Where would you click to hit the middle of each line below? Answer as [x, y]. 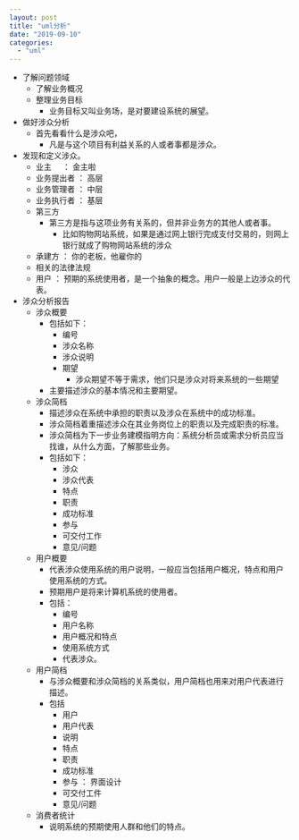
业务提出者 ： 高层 [69, 178]
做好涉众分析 [46, 123]
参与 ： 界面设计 [92, 782]
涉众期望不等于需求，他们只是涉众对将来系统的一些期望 [177, 379]
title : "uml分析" [40, 26]
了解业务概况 [59, 89]
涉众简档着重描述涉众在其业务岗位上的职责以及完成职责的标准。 [166, 424]
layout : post [33, 17]
